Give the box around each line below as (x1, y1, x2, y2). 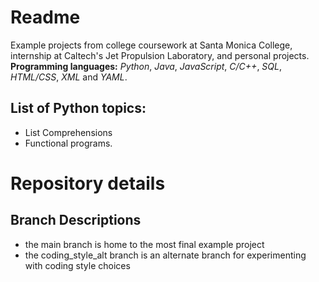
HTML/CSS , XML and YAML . (10, 71, 128, 83)
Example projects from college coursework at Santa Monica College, (10, 39, 293, 51)
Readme (10, 6, 81, 29)
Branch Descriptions (10, 212, 142, 229)
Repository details (10, 172, 166, 195)
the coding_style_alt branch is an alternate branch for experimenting (24, 249, 307, 261)
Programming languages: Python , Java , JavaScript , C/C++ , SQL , (10, 60, 282, 72)
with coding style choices (24, 259, 131, 271)
